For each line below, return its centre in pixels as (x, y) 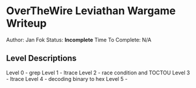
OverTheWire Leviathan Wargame (91, 11)
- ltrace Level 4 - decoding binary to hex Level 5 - (67, 79)
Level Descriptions (41, 58)
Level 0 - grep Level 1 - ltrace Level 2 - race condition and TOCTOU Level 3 (98, 73)
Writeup (26, 23)
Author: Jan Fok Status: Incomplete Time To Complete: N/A (79, 40)
